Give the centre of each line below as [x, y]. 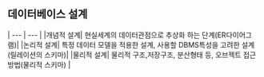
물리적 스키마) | [47, 64]
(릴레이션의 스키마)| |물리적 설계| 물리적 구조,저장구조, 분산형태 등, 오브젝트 [124, 55]
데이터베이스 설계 [48, 14]
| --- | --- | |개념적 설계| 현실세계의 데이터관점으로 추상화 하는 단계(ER [117, 35]
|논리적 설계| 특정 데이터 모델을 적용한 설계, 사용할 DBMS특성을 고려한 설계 [138, 44]
